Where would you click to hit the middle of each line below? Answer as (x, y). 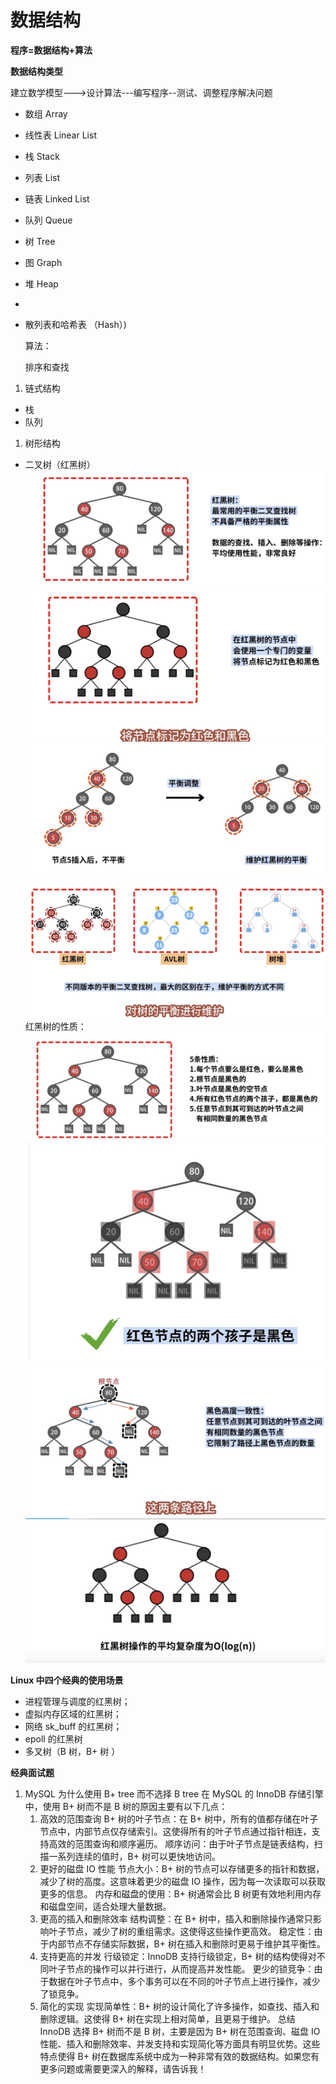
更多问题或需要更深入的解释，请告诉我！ (123, 2069)
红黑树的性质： (55, 1026)
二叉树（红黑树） (60, 464)
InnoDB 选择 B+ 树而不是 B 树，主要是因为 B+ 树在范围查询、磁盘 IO (180, 2032)
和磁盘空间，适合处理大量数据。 (105, 1907)
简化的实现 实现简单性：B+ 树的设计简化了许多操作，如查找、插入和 (179, 2007)
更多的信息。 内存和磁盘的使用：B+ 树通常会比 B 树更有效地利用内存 (180, 1894)
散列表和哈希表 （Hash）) (75, 324)
